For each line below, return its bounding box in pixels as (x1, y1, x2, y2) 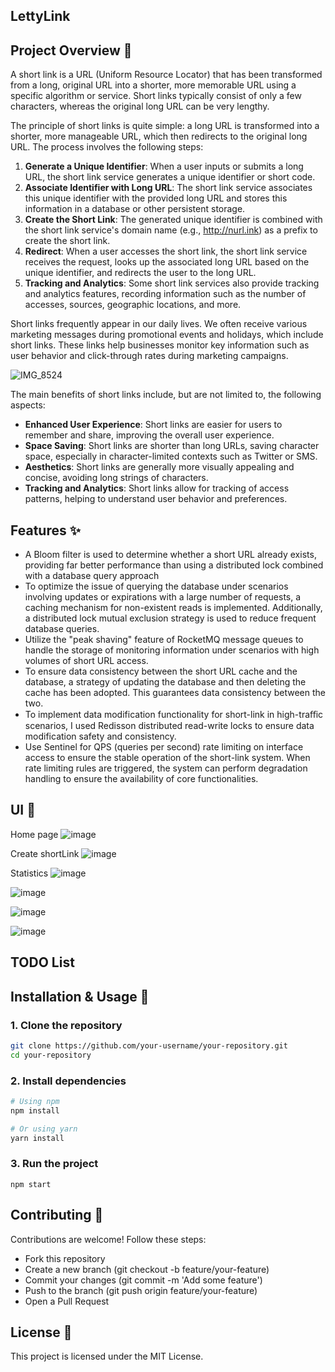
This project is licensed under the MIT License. (10, 1350, 204, 1363)
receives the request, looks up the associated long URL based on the (24, 256, 310, 268)
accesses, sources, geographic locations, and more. (24, 299, 242, 311)
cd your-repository (10, 1050, 92, 1060)
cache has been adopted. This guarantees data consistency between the (24, 687, 326, 699)
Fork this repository (24, 1252, 106, 1264)
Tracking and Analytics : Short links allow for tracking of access (24, 482, 290, 494)
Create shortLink (10, 847, 80, 859)
